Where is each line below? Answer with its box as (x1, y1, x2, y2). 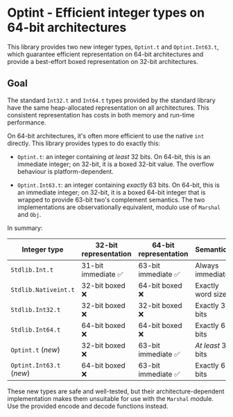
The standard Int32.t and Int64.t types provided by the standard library (7, 96, 216, 104)
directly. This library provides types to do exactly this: (7, 139, 161, 147)
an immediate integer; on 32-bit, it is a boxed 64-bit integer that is (17, 188, 206, 196)
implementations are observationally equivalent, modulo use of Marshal (17, 203, 221, 211)
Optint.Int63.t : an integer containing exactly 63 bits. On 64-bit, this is (17, 181, 220, 189)
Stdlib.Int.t (10, 265, 54, 274)
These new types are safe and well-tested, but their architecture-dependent (7, 387, 225, 395)
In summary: (7, 224, 43, 232)
